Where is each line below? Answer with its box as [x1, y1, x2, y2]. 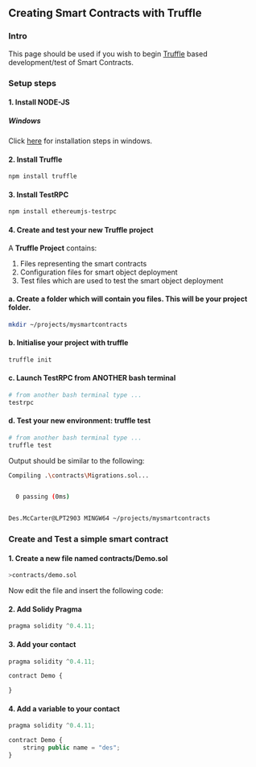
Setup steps [8, 77, 57, 89]
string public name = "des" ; [23, 744, 121, 752]
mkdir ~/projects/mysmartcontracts [8, 320, 128, 328]
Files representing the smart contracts [19, 258, 147, 268]
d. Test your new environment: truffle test [8, 416, 151, 426]
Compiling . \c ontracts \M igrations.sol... [8, 471, 150, 480]
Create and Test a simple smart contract [8, 534, 169, 545]
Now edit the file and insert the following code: [8, 586, 163, 596]
